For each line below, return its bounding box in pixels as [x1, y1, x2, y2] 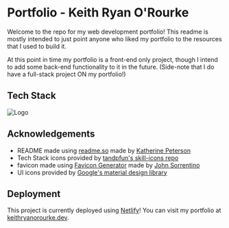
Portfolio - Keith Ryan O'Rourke [7, 5, 189, 21]
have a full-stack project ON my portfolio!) [7, 70, 126, 78]
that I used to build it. [7, 42, 67, 50]
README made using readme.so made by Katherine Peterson [16, 146, 191, 155]
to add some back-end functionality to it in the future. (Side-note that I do [7, 62, 215, 71]
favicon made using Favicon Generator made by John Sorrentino [16, 161, 200, 169]
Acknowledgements [7, 128, 95, 140]
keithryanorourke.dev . [7, 214, 70, 222]
